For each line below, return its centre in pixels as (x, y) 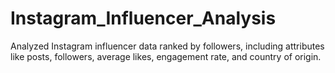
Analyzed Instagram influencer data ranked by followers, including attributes (167, 46)
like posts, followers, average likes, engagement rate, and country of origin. (166, 56)
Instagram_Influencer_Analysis (143, 18)
